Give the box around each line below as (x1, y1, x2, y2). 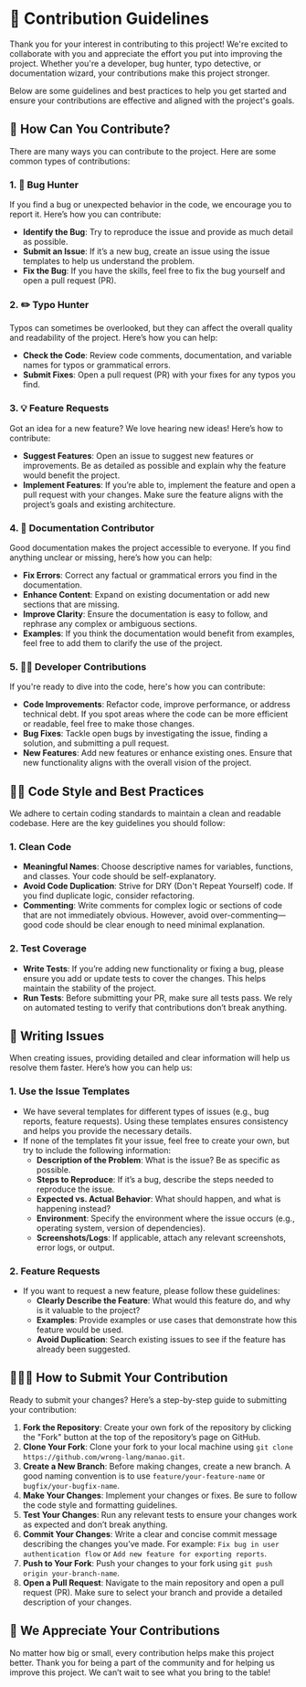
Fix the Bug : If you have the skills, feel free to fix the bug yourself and (22, 265, 286, 277)
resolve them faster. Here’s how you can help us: (9, 1062, 194, 1073)
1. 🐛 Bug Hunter (9, 178, 79, 191)
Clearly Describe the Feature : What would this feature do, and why (36, 1295, 290, 1306)
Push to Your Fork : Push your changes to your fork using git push (22, 1557, 273, 1568)
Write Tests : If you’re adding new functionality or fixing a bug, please (22, 963, 285, 974)
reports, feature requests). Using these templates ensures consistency (22, 1115, 289, 1127)
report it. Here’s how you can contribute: (9, 209, 162, 220)
